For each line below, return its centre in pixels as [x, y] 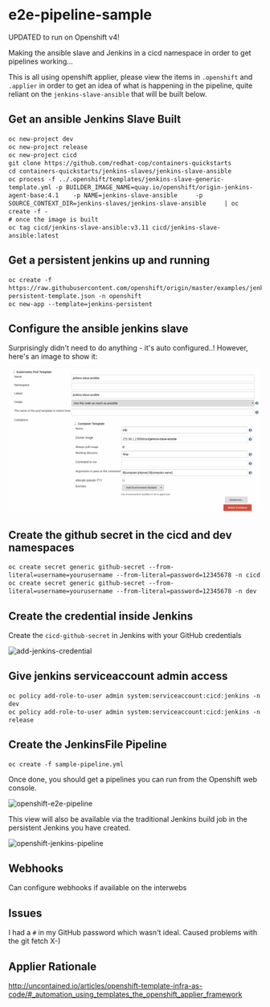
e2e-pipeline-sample [80, 15]
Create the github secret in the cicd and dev [120, 535]
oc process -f [32, 179]
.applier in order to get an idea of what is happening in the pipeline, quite [131, 85]
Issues [25, 913]
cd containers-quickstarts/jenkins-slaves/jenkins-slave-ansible [120, 171]
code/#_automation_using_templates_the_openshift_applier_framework [125, 994]
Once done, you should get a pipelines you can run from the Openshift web [133, 779]
